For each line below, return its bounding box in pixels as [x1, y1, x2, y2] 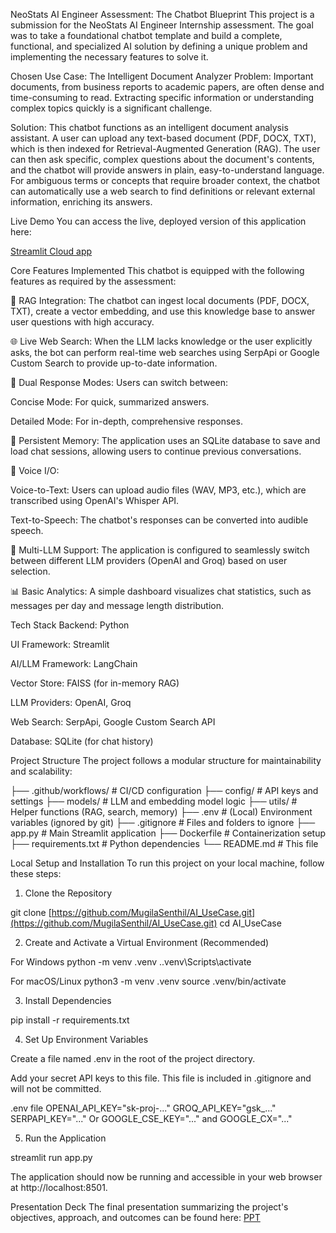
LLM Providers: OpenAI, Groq [10, 697, 132, 708]
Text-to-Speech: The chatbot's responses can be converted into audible [10, 514, 309, 526]
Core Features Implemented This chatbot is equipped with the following [10, 265, 305, 276]
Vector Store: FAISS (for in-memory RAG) [10, 677, 180, 689]
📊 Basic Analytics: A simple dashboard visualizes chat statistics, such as [10, 585, 312, 597]
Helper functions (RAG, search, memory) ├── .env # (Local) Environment [10, 806, 313, 818]
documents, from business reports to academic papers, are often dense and [10, 81, 325, 93]
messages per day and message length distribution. [10, 600, 224, 611]
